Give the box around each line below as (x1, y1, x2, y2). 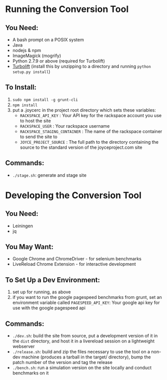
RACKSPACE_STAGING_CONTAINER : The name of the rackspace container (20, 128, 162, 134)
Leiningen (12, 223, 34, 229)
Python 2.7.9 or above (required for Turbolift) (12, 58, 105, 64)
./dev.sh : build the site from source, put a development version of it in (12, 333, 158, 339)
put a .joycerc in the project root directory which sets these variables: (12, 107, 156, 113)
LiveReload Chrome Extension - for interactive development (12, 261, 136, 267)
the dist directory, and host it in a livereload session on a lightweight (12, 338, 154, 344)
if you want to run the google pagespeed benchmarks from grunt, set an (12, 294, 162, 300)
